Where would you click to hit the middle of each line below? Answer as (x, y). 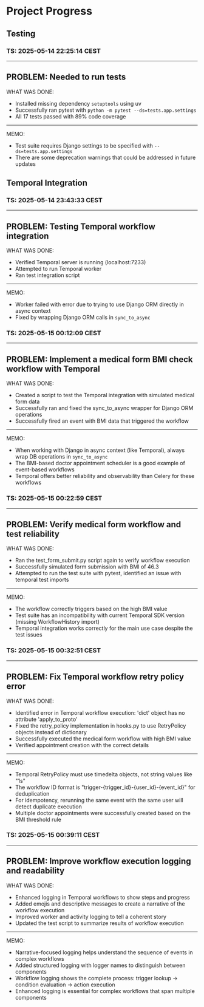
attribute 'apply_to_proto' (46, 719)
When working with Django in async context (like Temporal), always (100, 450)
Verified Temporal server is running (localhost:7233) (80, 262)
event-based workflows (45, 469)
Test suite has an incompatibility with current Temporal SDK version (100, 615)
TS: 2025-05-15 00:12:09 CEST (54, 333)
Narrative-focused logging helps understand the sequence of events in (104, 952)
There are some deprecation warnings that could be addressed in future (105, 157)
